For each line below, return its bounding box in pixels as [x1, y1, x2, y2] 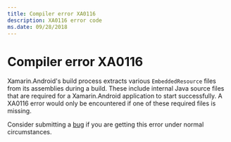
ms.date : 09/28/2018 [7, 23, 68, 30]
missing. [7, 107, 32, 115]
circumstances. [7, 128, 52, 136]
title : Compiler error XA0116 [7, 10, 96, 18]
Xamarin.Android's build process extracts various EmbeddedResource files [7, 77, 216, 85]
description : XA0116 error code [7, 17, 102, 24]
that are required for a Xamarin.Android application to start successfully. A [7, 92, 223, 101]
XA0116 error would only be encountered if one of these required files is [7, 99, 216, 108]
